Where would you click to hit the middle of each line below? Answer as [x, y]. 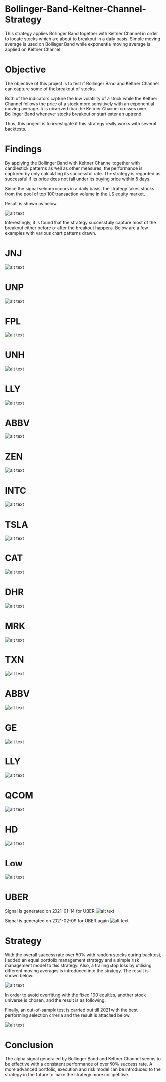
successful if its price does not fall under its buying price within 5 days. [78, 179]
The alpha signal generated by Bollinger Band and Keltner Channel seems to [83, 1059]
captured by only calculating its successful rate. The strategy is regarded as [83, 173]
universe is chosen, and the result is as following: [55, 1000]
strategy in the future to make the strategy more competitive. [67, 1075]
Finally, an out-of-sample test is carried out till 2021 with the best [71, 1010]
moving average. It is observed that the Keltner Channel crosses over [76, 108]
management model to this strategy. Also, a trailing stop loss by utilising [79, 965]
